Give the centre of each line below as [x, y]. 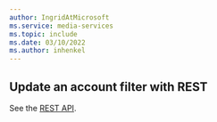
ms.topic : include [43, 34]
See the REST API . [43, 108]
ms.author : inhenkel [48, 51]
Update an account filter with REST [108, 87]
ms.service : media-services [62, 26]
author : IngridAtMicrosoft [59, 17]
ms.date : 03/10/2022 [48, 42]
